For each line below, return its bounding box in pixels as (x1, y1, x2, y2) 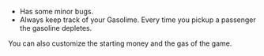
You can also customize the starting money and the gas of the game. (8, 39, 232, 48)
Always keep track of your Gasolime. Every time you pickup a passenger (19, 15, 256, 24)
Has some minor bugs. (19, 7, 93, 16)
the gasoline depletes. (19, 24, 92, 32)
